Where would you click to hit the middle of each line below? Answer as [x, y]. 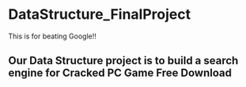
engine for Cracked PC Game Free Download [120, 73]
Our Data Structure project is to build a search [123, 61]
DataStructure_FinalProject [100, 14]
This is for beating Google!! [53, 36]
